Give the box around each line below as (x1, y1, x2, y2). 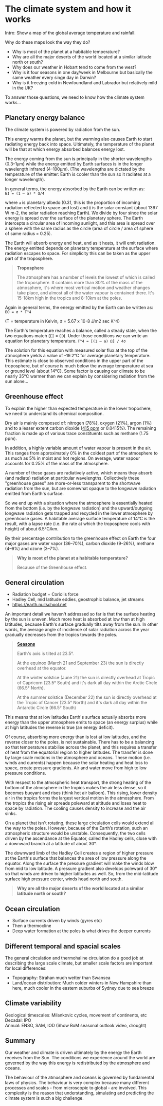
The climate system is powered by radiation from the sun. (5, 127, 121, 132)
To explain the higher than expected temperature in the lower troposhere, (5, 405, 152, 411)
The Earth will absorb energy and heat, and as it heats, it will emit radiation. (5, 240, 156, 246)
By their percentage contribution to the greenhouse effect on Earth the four (5, 535, 156, 541)
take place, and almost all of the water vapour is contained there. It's (17, 290, 155, 295)
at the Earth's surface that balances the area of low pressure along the (5, 855, 147, 861)
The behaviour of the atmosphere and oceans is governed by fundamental (5, 1074, 154, 1080)
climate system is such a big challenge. (5, 1095, 84, 1101)
